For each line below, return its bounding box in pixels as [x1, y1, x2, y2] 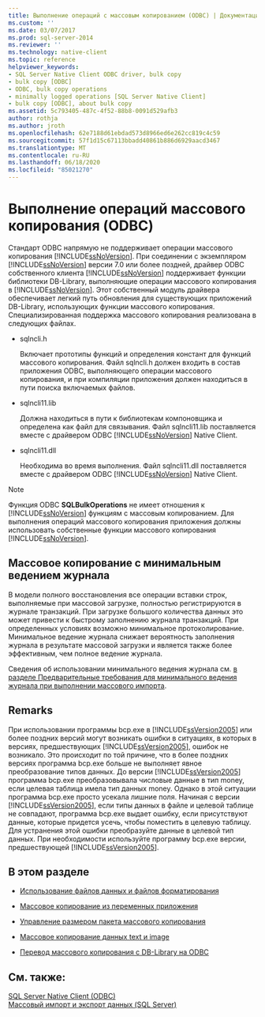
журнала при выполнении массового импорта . [8, 681, 167, 690]
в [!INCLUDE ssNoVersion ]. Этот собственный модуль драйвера [8, 285, 220, 294]
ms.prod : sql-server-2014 [8, 33, 93, 42]
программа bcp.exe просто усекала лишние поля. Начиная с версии [8, 792, 241, 801]
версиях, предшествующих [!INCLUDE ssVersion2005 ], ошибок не [8, 741, 229, 751]
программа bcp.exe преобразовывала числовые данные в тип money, [8, 775, 244, 784]
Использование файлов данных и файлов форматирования [19, 887, 219, 896]
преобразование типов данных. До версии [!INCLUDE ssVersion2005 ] [8, 766, 241, 776]
